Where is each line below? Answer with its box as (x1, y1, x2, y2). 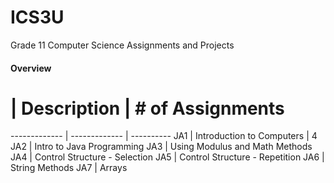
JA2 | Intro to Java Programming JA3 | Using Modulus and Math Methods (10, 141, 313, 153)
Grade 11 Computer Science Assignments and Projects (10, 39, 235, 51)
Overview (10, 62, 52, 74)
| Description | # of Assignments (10, 97, 285, 120)
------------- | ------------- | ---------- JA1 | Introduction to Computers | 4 (10, 130, 318, 142)
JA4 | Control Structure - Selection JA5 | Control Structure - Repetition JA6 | (10, 151, 325, 163)
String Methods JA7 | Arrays (10, 162, 128, 174)
